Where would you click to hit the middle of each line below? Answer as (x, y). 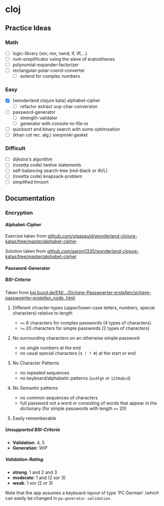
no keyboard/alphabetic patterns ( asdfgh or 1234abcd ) (75, 378)
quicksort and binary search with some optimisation (66, 129)
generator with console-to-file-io (54, 123)
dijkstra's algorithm (32, 159)
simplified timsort (30, 182)
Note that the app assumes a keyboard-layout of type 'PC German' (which (82, 493)
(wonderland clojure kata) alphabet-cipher (56, 101)
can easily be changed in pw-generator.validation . (58, 498)
